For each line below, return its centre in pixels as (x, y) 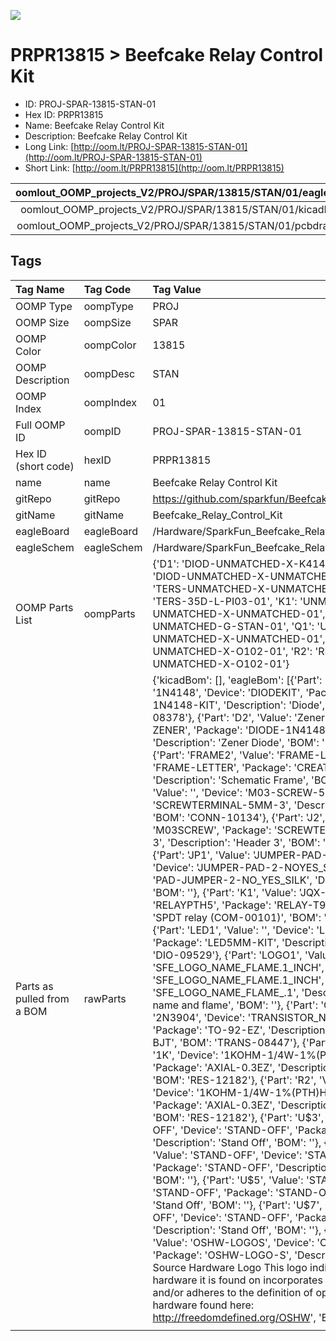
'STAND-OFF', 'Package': (212, 1192)
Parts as (34, 986)
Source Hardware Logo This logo (230, 1267)
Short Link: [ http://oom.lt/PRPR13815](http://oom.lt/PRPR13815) (154, 167)
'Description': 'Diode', (274, 705)
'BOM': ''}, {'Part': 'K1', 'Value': (224, 892)
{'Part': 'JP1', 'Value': (201, 855)
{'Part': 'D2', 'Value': (244, 717)
